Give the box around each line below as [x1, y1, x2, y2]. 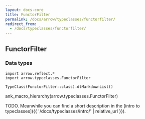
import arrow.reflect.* [5, 71, 55, 76]
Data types [5, 60, 33, 67]
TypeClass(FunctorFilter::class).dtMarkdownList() [5, 84, 113, 89]
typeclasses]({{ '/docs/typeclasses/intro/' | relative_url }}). [5, 108, 126, 114]
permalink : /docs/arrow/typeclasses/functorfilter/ [5, 17, 115, 22]
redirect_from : [5, 21, 37, 27]
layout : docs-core [5, 7, 44, 13]
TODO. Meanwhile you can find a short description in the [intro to [5, 102, 140, 108]
